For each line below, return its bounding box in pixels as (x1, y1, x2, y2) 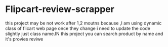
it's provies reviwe (5, 36, 44, 42)
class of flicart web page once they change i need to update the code (5, 25, 151, 31)
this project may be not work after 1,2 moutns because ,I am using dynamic (5, 20, 162, 26)
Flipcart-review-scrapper (5, 3, 115, 15)
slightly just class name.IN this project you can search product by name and (5, 30, 163, 36)
